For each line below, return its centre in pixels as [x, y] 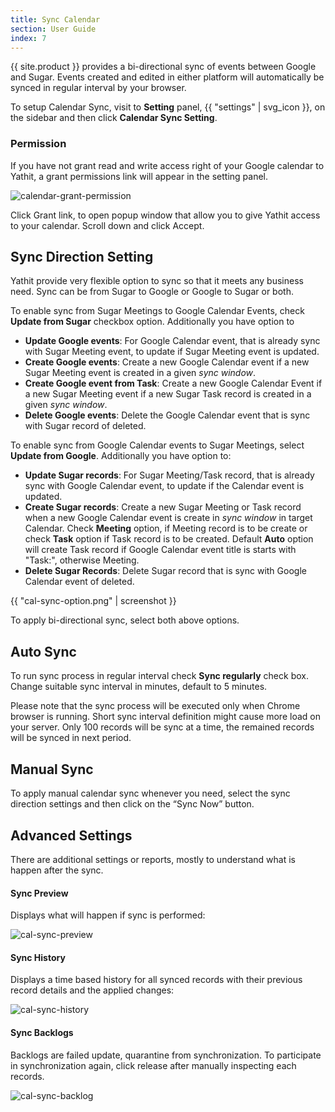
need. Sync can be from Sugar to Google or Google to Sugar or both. [152, 292]
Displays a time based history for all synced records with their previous [156, 980]
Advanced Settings [71, 835]
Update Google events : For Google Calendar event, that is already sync [172, 341]
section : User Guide [53, 29]
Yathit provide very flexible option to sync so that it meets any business [157, 281]
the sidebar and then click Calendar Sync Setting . [114, 118]
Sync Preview [39, 893]
